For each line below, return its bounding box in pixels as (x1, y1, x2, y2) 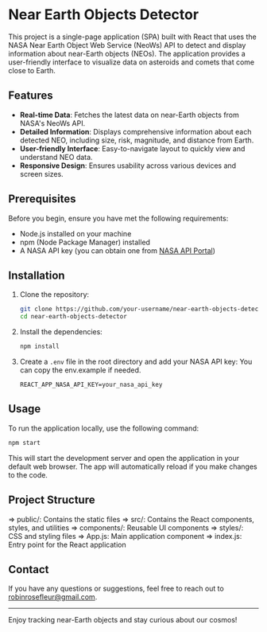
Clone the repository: (19, 290, 90, 299)
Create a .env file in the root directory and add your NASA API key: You (19, 357, 253, 366)
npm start (8, 439, 41, 447)
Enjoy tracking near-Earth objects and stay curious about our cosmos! (8, 615, 238, 625)
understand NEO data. (19, 152, 93, 162)
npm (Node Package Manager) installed (19, 237, 151, 247)
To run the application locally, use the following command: (8, 423, 199, 433)
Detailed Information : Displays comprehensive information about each (19, 127, 252, 136)
